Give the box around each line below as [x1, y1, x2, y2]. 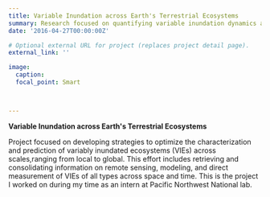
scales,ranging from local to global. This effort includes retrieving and [8, 154, 239, 163]
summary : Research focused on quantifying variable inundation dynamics [8, 19, 257, 27]
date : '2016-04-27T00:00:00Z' [8, 27, 110, 35]
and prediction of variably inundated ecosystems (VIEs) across [8, 146, 217, 155]
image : [8, 64, 31, 72]
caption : [15, 71, 45, 79]
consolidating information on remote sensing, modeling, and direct [8, 162, 229, 172]
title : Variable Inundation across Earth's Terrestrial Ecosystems [8, 11, 239, 20]
